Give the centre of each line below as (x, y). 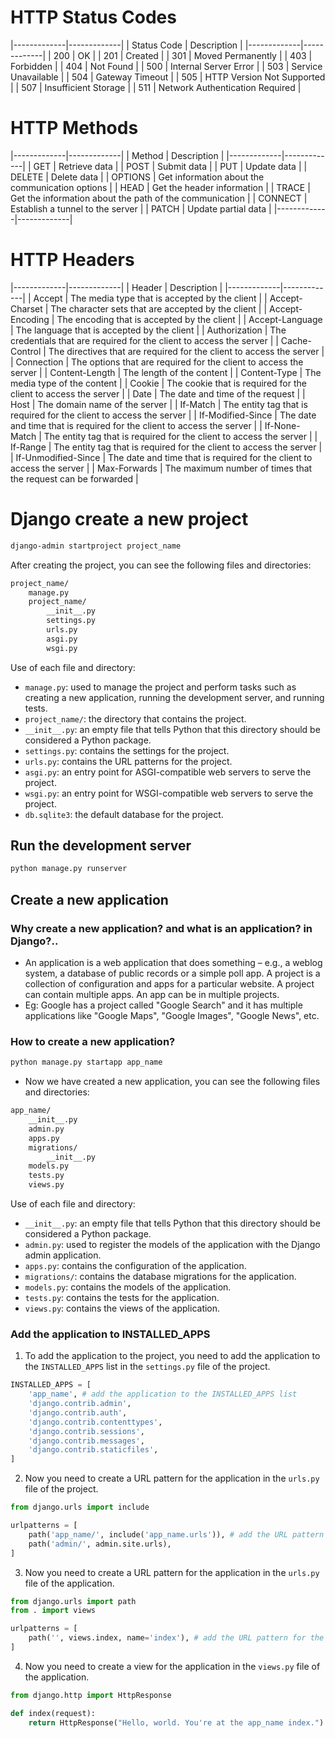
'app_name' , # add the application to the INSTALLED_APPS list (163, 1394)
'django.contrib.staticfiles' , (93, 1450)
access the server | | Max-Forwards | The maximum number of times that (161, 468)
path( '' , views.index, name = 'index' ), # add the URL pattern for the (176, 1638)
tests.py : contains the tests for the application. (122, 1298)
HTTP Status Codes (93, 17)
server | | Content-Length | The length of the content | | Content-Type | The (166, 372)
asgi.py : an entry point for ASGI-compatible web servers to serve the (168, 772)
